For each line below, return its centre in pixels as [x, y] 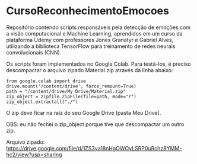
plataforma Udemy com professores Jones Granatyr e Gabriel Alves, [90, 40]
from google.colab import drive [46, 81]
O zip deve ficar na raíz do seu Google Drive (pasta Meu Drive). [84, 112]
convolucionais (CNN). [34, 52]
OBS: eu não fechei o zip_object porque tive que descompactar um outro [95, 124]
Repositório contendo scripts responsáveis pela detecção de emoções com [99, 27]
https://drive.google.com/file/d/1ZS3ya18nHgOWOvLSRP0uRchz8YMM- [94, 148]
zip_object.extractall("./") [42, 102]
